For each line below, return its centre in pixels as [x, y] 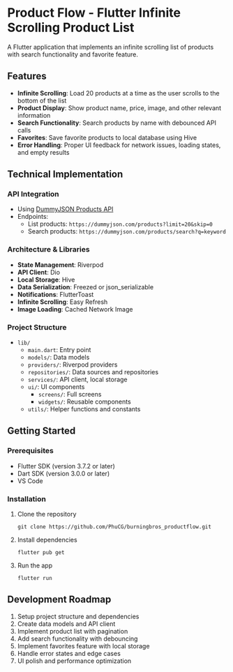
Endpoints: [33, 217]
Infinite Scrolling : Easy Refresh [62, 302]
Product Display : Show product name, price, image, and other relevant [119, 108]
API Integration [33, 194]
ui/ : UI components [56, 387]
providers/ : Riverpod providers [73, 365]
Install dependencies [47, 540]
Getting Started [42, 431]
